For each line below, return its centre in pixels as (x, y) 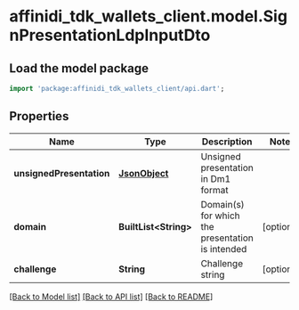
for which (220, 216)
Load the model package (79, 68)
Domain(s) (222, 204)
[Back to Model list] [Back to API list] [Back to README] (111, 297)
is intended (224, 249)
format (214, 190)
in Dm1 (216, 178)
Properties (39, 116)
